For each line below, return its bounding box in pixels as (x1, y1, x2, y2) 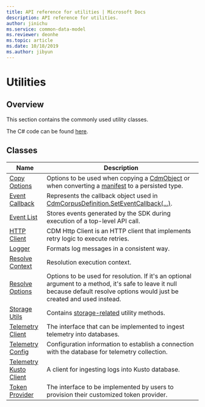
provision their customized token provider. (46, 390, 168, 398)
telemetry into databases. (46, 330, 120, 338)
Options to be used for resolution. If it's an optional (46, 272, 192, 280)
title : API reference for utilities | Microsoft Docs (6, 9, 146, 15)
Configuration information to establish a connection (46, 340, 194, 348)
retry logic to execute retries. (46, 234, 129, 242)
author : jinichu (6, 20, 48, 26)
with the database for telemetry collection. (46, 347, 168, 356)
